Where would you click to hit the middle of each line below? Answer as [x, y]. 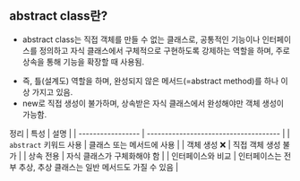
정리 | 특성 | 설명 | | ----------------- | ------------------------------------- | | [150, 134]
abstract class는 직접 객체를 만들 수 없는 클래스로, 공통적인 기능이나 [141, 39]
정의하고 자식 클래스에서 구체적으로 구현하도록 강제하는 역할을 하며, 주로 [165, 50]
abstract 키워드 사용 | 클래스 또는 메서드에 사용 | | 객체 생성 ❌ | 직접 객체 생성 [145, 144]
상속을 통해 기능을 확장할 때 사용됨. [83, 62]
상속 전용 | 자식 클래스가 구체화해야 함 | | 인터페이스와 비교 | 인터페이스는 [155, 156]
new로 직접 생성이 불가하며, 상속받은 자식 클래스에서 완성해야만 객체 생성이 [153, 103]
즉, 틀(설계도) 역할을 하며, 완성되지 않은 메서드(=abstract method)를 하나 [150, 81]
